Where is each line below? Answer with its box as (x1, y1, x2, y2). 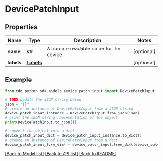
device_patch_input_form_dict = (5, 142, 70, 147)
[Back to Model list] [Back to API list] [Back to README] (5, 151, 116, 157)
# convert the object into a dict (5, 129, 75, 133)
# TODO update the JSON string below (5, 97, 81, 102)
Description (74, 37, 102, 44)
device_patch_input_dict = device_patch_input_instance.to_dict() (5, 133, 142, 138)
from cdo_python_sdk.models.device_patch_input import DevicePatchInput (5, 88, 155, 93)
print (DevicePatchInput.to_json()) (5, 120, 77, 125)
